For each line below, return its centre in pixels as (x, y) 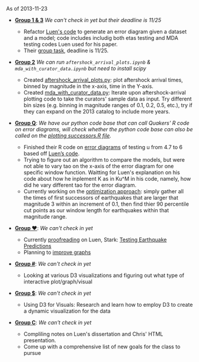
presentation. (40, 340)
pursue (32, 353)
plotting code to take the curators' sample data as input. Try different (107, 99)
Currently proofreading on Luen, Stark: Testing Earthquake (95, 240)
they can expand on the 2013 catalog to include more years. (97, 111)
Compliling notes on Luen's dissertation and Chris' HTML (93, 334)
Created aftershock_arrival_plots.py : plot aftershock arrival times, (103, 80)
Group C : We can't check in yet (53, 322)
